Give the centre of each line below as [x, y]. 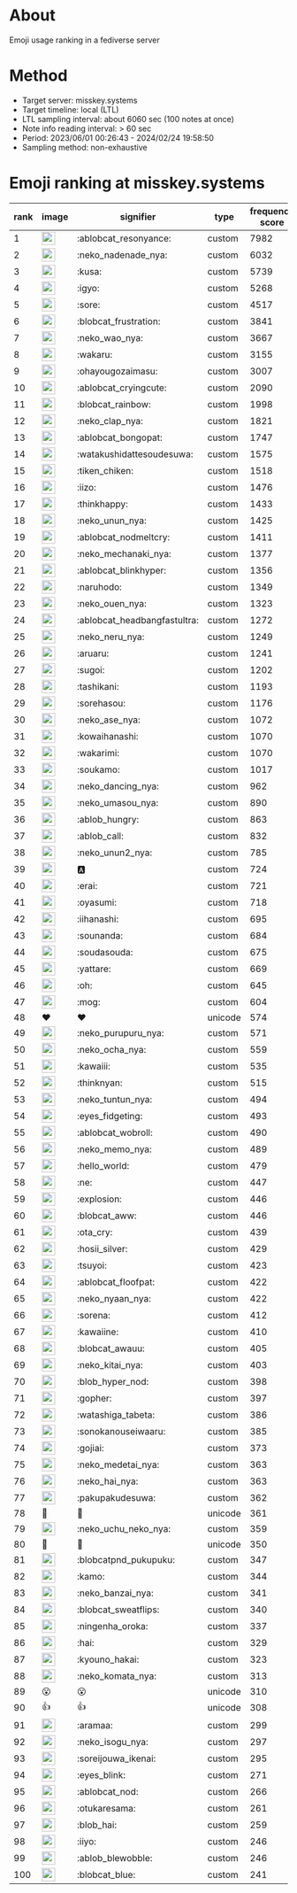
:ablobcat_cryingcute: [122, 388]
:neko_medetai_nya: [118, 1464]
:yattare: [94, 969]
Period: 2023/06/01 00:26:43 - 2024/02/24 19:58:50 [118, 137]
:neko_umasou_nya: [118, 802]
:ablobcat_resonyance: [124, 238]
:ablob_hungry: [108, 819]
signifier [138, 216]
